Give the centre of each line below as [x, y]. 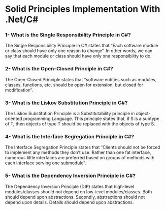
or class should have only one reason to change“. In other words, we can [79, 51]
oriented [14, 119]
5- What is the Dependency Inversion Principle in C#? [70, 176]
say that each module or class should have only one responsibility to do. [78, 56]
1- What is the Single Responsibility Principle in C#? [68, 35]
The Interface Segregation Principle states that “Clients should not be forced [83, 147]
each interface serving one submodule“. [46, 163]
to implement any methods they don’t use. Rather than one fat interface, [78, 152]
